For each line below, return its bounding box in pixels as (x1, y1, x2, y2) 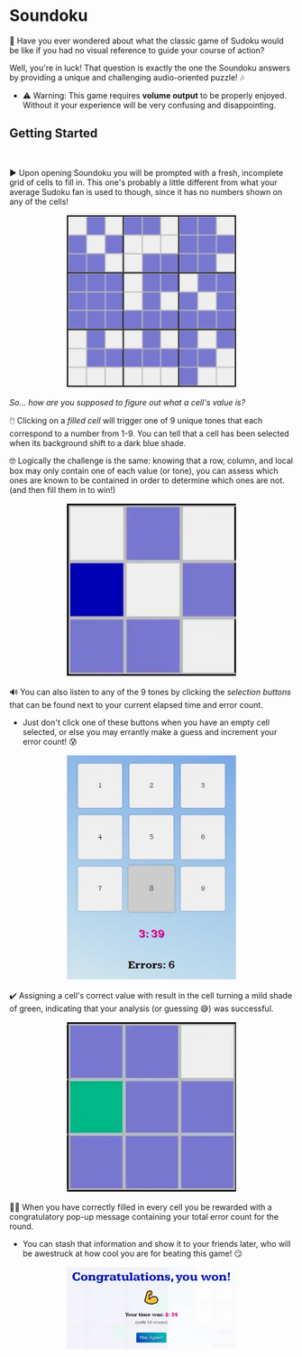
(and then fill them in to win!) (9, 484, 116, 495)
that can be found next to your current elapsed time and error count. (9, 700, 263, 711)
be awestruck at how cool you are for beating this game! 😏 (22, 1248, 243, 1259)
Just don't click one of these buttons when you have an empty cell (22, 717, 270, 728)
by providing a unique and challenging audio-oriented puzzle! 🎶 (9, 71, 245, 82)
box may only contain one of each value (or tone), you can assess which (9, 465, 279, 476)
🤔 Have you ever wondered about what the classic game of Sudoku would (9, 35, 284, 46)
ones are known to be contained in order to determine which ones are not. (9, 475, 286, 486)
